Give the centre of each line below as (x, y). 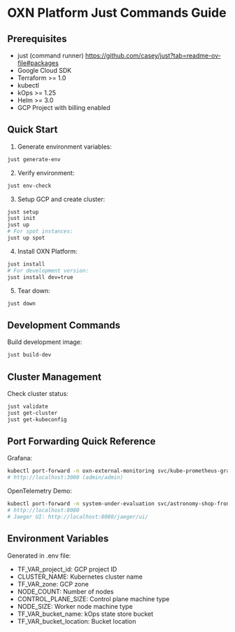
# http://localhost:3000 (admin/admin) (65, 478)
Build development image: (45, 342)
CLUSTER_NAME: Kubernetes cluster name (80, 577)
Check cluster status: (38, 393)
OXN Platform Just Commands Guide (117, 13)
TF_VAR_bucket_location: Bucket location (77, 621)
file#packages (38, 63)
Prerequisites (37, 39)
